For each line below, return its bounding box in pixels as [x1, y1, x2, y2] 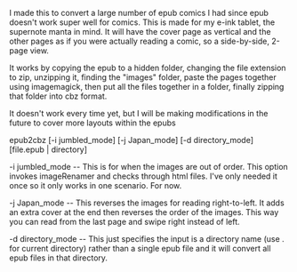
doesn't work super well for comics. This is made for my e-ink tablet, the [9, 17, 276, 28]
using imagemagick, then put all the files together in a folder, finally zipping [9, 82, 285, 92]
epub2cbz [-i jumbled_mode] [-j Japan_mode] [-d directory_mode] [9, 135, 254, 145]
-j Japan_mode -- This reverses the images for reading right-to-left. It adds [9, 197, 285, 208]
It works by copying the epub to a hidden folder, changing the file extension [9, 62, 286, 73]
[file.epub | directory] [9, 144, 87, 155]
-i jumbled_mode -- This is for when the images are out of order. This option [9, 162, 289, 172]
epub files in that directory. [9, 252, 108, 263]
